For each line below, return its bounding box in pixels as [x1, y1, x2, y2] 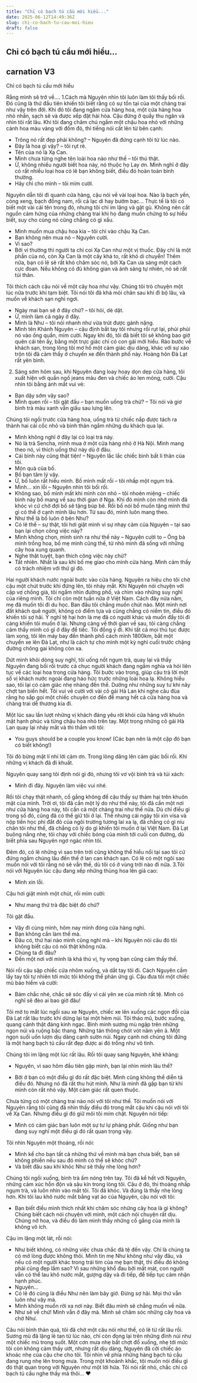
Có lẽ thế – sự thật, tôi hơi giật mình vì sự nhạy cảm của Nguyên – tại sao [14, 521, 191, 528]
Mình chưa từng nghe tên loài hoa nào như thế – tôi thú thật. [14, 155, 160, 162]
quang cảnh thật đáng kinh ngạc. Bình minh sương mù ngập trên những [6, 1021, 179, 1028]
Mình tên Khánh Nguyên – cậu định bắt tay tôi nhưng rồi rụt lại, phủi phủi [14, 326, 191, 333]
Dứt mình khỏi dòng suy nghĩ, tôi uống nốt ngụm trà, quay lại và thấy [6, 656, 172, 663]
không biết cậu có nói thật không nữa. [14, 943, 107, 950]
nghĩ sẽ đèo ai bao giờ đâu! [14, 997, 81, 1004]
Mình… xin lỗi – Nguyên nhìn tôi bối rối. [14, 483, 109, 491]
